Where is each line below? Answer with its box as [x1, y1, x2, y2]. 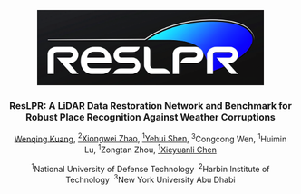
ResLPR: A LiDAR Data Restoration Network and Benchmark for [8, 100, 293, 112]
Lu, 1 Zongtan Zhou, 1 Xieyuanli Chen [83, 142, 218, 155]
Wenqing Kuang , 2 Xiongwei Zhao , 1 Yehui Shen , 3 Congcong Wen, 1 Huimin [14, 131, 287, 144]
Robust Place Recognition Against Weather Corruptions [24, 111, 277, 123]
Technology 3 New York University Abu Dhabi [65, 173, 236, 186]
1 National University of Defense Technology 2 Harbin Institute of [31, 161, 270, 174]
